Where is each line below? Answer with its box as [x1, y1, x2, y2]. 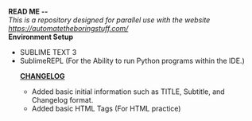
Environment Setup [8, 32, 74, 41]
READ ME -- [8, 7, 48, 16]
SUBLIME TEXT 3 [19, 48, 77, 57]
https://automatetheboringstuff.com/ [8, 24, 129, 33]
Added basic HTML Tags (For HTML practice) [31, 103, 181, 113]
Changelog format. [31, 96, 94, 104]
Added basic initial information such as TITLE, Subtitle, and [31, 87, 225, 96]
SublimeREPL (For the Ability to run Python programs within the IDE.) [19, 56, 245, 65]
